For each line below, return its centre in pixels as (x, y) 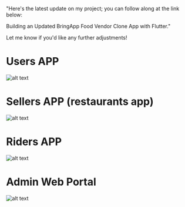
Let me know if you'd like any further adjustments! (67, 37)
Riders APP (34, 142)
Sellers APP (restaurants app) (80, 102)
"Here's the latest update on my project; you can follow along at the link (93, 9)
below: (14, 15)
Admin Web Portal (51, 182)
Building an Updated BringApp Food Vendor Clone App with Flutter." (88, 26)
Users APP (33, 62)
